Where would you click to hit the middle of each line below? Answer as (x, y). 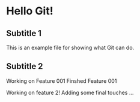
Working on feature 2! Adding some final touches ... (70, 92)
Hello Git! (30, 11)
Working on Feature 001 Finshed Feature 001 (62, 81)
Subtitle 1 (24, 33)
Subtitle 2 (25, 66)
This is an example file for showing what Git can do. (70, 47)
